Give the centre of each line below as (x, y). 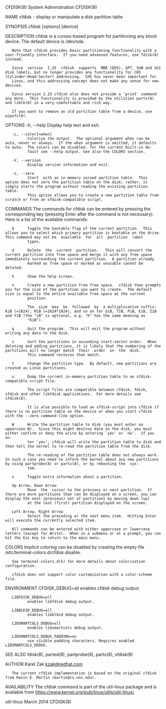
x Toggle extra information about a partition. (67, 477)
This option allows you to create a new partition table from (93, 195)
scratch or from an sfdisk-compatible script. (54, 200)
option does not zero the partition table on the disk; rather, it (77, 182)
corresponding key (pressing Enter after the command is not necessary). (80, 214)
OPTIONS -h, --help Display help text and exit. (53, 125)
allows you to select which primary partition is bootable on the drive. (83, 233)
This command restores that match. (64, 355)
